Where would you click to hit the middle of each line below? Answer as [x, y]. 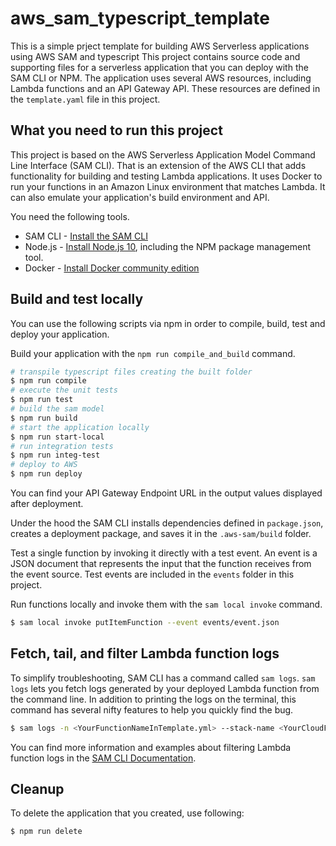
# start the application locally [80, 427]
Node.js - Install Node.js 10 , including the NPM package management [168, 246]
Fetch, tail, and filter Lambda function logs [145, 653]
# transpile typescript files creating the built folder [131, 372]
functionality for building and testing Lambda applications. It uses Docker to [166, 176]
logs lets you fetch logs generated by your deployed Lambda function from [165, 688]
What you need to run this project [116, 130]
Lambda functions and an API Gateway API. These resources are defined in [165, 88]
